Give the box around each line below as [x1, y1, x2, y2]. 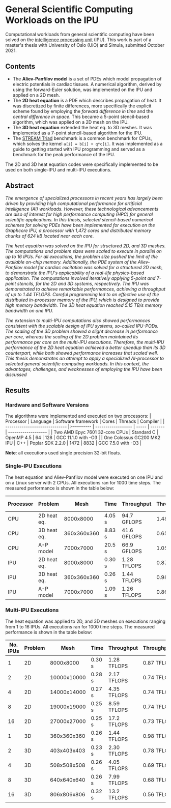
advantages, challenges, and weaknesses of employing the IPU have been [5, 366, 163, 372]
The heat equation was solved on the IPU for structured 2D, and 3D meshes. [5, 243, 166, 249]
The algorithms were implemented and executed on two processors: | [5, 413, 151, 419]
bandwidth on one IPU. [5, 307, 53, 313]
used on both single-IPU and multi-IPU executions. [5, 166, 112, 172]
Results [5, 386, 30, 395]
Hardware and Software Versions [5, 401, 89, 408]
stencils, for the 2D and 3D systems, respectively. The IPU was [17, 280, 149, 286]
